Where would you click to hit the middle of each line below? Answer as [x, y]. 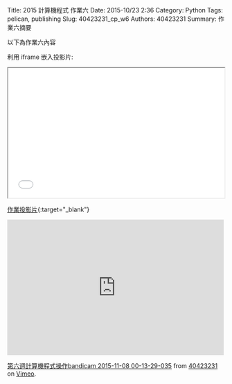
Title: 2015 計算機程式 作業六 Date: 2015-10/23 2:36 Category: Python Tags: [115, 10]
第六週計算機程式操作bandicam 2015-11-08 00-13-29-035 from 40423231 [113, 366]
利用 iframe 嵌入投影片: [41, 57]
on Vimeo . [22, 374]
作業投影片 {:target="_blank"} [48, 209]
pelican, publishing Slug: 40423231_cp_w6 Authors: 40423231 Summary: [112, 19]
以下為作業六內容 [32, 42]
